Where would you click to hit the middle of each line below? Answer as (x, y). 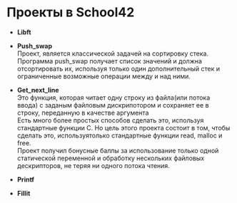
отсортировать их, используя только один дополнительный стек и (118, 68)
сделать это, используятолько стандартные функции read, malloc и (120, 135)
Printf (26, 179)
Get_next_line (38, 90)
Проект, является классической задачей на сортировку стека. (112, 53)
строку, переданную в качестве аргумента (83, 113)
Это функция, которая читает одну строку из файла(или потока (114, 98)
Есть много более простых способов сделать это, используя (110, 120)
